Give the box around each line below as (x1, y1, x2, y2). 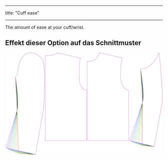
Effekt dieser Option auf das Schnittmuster (5, 38, 141, 47)
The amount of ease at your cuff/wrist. (5, 24, 85, 30)
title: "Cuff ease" (5, 10, 39, 15)
